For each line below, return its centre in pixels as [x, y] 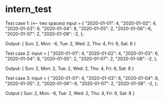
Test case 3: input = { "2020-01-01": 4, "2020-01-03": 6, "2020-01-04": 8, [82, 78]
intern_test [28, 9]
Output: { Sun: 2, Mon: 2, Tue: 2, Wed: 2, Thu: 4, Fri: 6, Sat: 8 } [70, 68]
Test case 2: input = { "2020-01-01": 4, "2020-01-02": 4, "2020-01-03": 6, [82, 53]
